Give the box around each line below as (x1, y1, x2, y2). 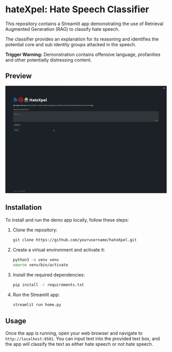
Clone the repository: (12, 227, 58, 233)
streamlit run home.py (12, 302, 61, 307)
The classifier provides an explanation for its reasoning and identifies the (5, 36, 159, 42)
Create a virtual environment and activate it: (12, 246, 105, 252)
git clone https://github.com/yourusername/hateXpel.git (12, 237, 137, 242)
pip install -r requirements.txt (12, 282, 84, 288)
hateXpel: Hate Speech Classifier (5, 4, 149, 15)
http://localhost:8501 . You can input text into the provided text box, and (5, 335, 160, 342)
